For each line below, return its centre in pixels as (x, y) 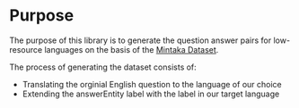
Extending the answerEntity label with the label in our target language (151, 94)
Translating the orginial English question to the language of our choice (152, 84)
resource (26, 49)
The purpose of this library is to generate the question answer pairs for (141, 40)
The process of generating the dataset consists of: (103, 67)
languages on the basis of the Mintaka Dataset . (132, 49)
